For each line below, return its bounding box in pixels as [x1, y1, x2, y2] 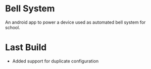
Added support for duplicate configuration [12, 58, 99, 64]
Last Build [5, 42, 47, 53]
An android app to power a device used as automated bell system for [5, 19, 146, 25]
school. [5, 24, 20, 30]
